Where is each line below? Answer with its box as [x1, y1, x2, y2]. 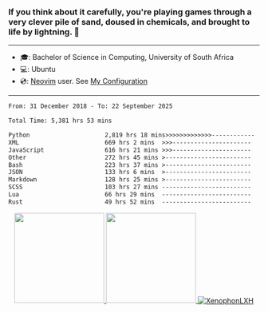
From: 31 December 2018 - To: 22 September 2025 [8, 102, 173, 110]
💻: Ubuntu [19, 65, 56, 74]
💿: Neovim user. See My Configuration [19, 77, 148, 86]
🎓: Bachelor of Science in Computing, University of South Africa [19, 53, 234, 62]
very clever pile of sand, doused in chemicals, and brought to [8, 16, 250, 27]
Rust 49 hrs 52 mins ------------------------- [8, 198, 251, 206]
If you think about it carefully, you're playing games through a [8, 6, 253, 18]
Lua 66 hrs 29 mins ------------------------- [8, 191, 251, 199]
